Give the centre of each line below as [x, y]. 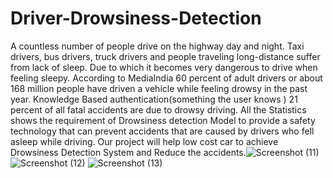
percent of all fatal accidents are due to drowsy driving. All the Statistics [158, 109]
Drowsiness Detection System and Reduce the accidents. [128, 152]
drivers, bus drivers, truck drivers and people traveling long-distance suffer [165, 56]
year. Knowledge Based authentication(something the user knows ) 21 [154, 99]
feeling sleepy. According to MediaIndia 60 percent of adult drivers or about [166, 78]
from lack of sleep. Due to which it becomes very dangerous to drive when [164, 67]
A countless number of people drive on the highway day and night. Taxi [157, 46]
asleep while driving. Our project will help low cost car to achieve [144, 141]
